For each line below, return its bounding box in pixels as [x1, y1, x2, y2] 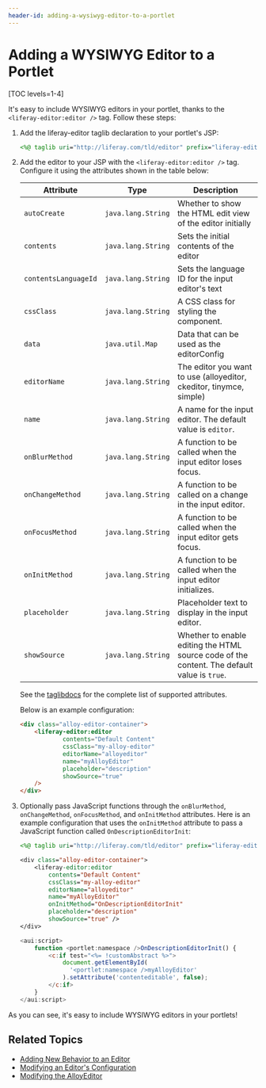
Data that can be [177, 329, 239, 340]
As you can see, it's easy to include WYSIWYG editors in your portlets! [8, 1010, 238, 1019]
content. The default [177, 659, 253, 670]
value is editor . [177, 424, 235, 435]
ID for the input [177, 273, 234, 284]
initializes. [177, 584, 215, 595]
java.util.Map [104, 340, 158, 349]
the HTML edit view [177, 208, 250, 219]
